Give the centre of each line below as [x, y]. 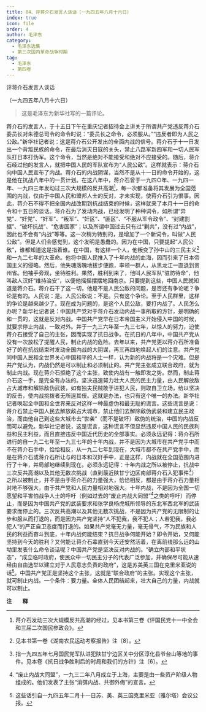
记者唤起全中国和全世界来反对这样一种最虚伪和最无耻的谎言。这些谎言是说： [103, 403]
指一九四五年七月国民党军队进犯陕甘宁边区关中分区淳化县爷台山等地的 [104, 654]
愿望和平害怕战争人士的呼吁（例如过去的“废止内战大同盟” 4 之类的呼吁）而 [99, 495]
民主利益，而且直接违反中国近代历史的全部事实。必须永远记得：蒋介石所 [108, 434]
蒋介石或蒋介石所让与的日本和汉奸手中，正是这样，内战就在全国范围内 [105, 457]
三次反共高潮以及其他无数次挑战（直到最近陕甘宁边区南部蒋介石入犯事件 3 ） [102, 472]
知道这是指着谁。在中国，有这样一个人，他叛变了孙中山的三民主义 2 [115, 249]
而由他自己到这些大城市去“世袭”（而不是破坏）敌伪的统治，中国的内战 [105, 419]
